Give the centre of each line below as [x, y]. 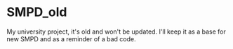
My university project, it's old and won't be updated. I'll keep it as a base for [116, 31]
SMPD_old [37, 12]
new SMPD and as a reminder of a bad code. [71, 38]
